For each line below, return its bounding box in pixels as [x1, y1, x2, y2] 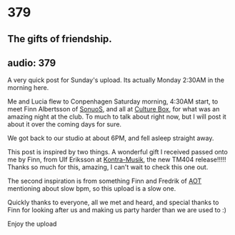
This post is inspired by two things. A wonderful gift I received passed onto [7, 148, 229, 156]
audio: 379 [7, 56, 56, 69]
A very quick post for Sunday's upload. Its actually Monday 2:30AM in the [7, 76, 225, 84]
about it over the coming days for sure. [7, 120, 122, 129]
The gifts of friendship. [7, 33, 112, 45]
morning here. [7, 84, 49, 92]
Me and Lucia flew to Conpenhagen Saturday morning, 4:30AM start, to [7, 97, 219, 106]
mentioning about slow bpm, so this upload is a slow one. [7, 184, 176, 193]
